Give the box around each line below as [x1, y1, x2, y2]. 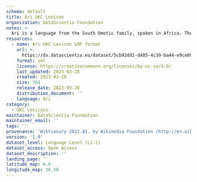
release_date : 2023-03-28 [16, 85, 80, 91]
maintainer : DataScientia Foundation [6, 112, 98, 118]
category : [6, 101, 30, 107]
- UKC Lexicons [11, 107, 49, 113]
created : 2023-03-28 [16, 74, 67, 80]
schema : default [6, 8, 46, 15]
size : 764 [16, 80, 41, 86]
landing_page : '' [6, 156, 49, 162]
